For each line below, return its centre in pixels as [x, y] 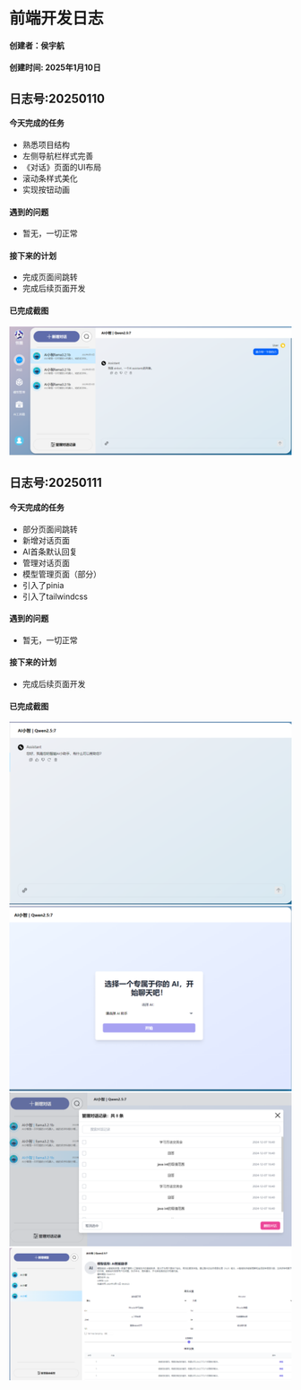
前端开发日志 [57, 18]
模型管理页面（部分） [61, 574]
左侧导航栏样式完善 [58, 156]
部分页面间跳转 [50, 529]
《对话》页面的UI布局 [61, 167]
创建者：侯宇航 [37, 45]
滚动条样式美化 [50, 178]
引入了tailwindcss [55, 596]
